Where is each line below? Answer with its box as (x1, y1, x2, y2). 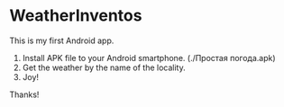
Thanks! (9, 89, 40, 100)
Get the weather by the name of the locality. (22, 62, 187, 73)
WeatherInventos (9, 5, 142, 26)
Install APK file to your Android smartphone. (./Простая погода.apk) (22, 52, 277, 63)
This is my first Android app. (9, 35, 115, 46)
